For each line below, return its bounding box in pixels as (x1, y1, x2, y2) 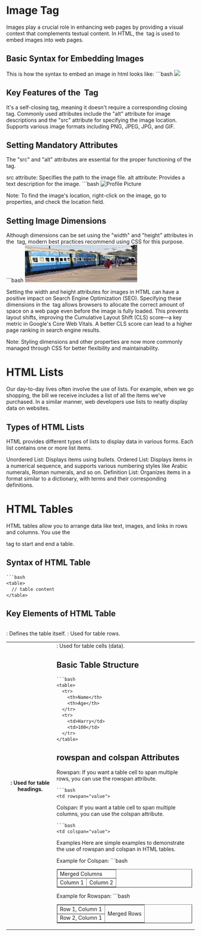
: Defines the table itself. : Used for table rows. (6, 629, 121, 637)
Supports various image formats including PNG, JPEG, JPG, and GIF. (6, 122, 175, 130)
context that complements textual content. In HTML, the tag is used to (6, 29, 180, 37)
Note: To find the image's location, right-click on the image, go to (6, 192, 167, 199)
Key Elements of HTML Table (6, 608, 116, 619)
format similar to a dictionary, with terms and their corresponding (6, 475, 167, 482)
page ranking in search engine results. (6, 326, 101, 334)
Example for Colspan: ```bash (56, 857, 128, 864)
